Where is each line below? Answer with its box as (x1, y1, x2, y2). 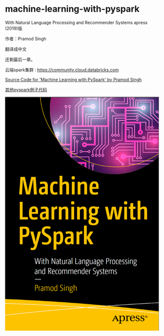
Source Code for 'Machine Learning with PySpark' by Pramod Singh (5, 77, 142, 83)
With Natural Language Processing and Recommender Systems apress (5, 20, 148, 25)
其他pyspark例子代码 (5, 86, 47, 92)
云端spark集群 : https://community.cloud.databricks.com (5, 67, 119, 73)
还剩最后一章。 (5, 56, 35, 62)
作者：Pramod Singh (5, 36, 46, 42)
